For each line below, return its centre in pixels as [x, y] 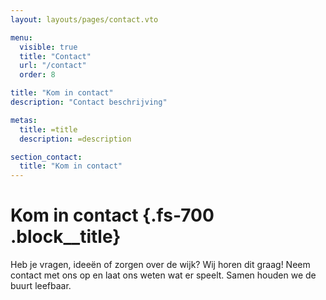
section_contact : [46, 157]
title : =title [48, 129]
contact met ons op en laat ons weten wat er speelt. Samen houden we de [163, 275]
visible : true [48, 47]
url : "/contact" [53, 66]
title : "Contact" [55, 56]
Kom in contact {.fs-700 [112, 215]
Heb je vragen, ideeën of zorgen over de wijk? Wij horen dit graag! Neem [160, 265]
